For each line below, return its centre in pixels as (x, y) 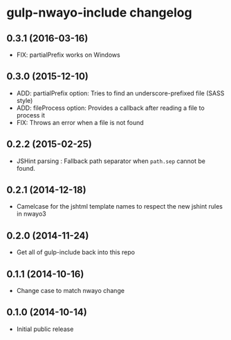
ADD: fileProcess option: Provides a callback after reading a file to (110, 108)
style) (25, 100)
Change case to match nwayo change (71, 291)
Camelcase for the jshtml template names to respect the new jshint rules (119, 207)
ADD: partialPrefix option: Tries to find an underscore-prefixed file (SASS (120, 93)
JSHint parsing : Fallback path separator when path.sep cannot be (111, 161)
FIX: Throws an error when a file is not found (80, 122)
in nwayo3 (31, 214)
